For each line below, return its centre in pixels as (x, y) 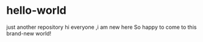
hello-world (37, 10)
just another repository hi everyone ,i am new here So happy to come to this (101, 27)
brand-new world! (29, 33)
